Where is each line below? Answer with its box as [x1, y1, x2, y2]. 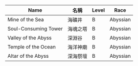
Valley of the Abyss [7, 34, 52, 41]
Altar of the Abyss [7, 53, 49, 59]
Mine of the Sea [7, 16, 44, 23]
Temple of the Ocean [7, 44, 56, 50]
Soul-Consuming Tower [7, 25, 63, 32]
